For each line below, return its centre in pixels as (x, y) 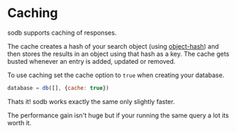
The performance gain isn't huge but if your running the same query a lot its (118, 115)
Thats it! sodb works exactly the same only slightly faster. (91, 101)
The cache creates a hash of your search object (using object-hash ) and (113, 46)
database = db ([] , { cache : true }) (58, 88)
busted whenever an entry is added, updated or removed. (91, 61)
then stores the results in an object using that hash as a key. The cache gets (118, 54)
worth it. (19, 122)
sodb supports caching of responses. (62, 33)
